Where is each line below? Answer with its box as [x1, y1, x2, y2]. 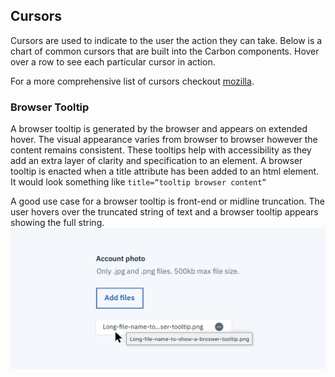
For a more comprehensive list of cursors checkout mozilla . [10, 75, 255, 87]
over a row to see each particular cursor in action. [10, 55, 216, 68]
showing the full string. [10, 217, 105, 229]
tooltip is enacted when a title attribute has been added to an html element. [10, 165, 320, 178]
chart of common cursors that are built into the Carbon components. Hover [10, 45, 320, 57]
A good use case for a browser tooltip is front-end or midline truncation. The [10, 195, 325, 208]
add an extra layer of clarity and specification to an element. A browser [10, 155, 303, 167]
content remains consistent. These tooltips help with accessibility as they [10, 144, 312, 156]
